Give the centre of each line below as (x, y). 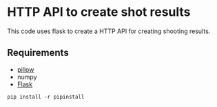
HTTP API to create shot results (99, 12)
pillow (25, 69)
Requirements (38, 53)
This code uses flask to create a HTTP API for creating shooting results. (109, 31)
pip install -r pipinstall (46, 97)
